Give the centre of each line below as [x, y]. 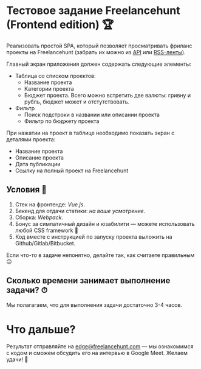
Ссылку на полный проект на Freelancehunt [72, 170]
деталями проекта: [31, 139]
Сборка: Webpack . [39, 217]
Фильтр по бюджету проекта [62, 121]
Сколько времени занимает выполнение [88, 281]
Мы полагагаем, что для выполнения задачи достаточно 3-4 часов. [94, 304]
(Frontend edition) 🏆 [60, 25]
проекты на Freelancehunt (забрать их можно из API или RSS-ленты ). [96, 52]
